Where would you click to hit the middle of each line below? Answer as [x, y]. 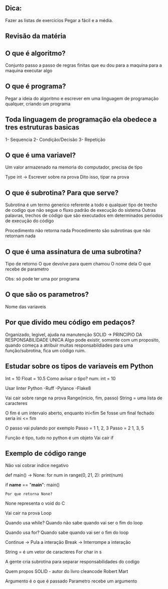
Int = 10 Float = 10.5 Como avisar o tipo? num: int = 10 [60, 378]
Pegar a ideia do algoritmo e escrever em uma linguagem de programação [82, 98]
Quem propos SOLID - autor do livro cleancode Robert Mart [67, 571]
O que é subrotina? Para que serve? [62, 193]
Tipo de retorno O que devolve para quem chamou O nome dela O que [78, 264]
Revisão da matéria [36, 36]
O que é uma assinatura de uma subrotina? [73, 252]
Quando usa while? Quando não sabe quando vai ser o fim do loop [74, 523]
